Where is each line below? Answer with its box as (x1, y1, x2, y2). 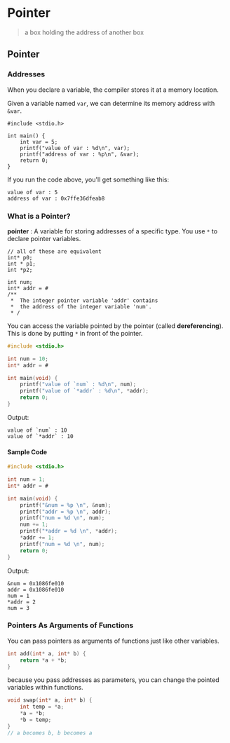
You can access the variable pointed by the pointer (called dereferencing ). (7, 321, 224, 330)
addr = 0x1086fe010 (7, 586, 65, 593)
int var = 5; (20, 138, 58, 145)
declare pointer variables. (7, 234, 81, 243)
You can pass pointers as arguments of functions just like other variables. (7, 636, 219, 645)
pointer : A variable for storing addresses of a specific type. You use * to (7, 226, 218, 236)
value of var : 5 (7, 189, 58, 196)
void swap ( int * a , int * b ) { (7, 697, 93, 704)
